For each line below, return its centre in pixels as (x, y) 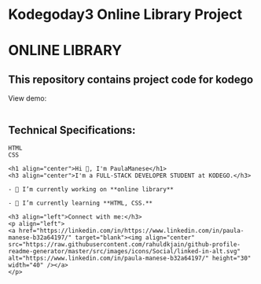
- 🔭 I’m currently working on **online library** (91, 190)
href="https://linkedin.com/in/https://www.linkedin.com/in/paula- (131, 231)
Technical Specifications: (72, 130)
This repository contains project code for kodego (131, 79)
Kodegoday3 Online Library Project (125, 15)
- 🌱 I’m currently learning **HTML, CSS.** (81, 203)
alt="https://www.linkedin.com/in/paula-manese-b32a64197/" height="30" (130, 258)
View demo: (28, 98)
